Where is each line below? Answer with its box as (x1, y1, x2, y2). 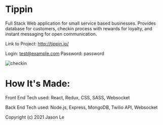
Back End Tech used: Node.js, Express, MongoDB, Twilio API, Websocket (5, 104, 158, 110)
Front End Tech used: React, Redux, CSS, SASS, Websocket (5, 94, 130, 100)
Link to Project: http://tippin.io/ (5, 40, 69, 46)
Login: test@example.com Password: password (5, 50, 105, 56)
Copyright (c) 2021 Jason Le (5, 114, 65, 120)
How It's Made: (5, 78, 70, 89)
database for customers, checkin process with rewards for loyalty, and (5, 25, 153, 31)
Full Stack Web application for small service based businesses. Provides (5, 20, 156, 26)
